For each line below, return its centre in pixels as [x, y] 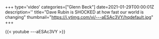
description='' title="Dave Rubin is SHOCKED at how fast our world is [74, 12]
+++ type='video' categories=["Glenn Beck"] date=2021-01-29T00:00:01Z [80, 7]
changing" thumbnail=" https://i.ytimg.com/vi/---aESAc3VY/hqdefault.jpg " [79, 17]
